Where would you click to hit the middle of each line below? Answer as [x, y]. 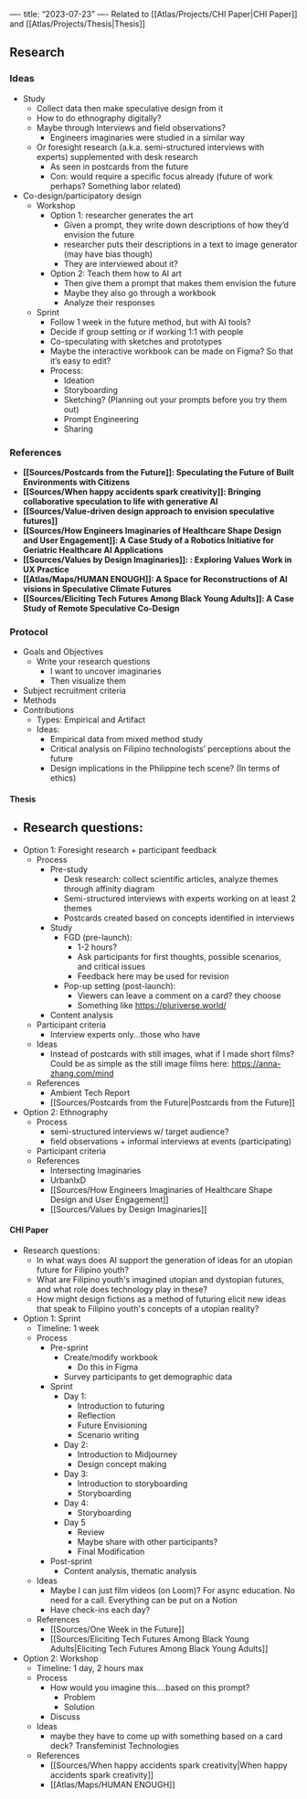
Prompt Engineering [101, 419]
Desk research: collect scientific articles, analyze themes [171, 878]
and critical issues [111, 966]
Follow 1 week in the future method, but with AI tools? [150, 322]
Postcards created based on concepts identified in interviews [179, 918]
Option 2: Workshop [60, 1658]
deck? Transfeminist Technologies [115, 1745]
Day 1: [75, 1396]
